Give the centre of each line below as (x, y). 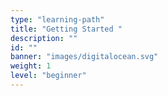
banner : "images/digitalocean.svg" (84, 57)
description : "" (44, 38)
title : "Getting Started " (66, 29)
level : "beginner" (48, 76)
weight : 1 (31, 66)
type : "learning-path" (57, 19)
